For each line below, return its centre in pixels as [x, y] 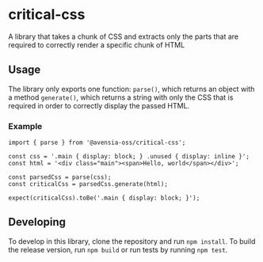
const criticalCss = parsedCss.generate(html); [88, 184]
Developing [37, 222]
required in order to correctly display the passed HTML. [99, 105]
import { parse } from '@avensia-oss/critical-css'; [97, 143]
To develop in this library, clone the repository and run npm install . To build [132, 241]
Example [25, 126]
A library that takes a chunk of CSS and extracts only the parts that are [124, 36]
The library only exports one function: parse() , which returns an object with [131, 89]
